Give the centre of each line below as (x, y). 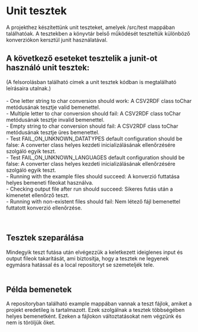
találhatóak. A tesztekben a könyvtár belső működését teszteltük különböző (98, 33)
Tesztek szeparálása (45, 238)
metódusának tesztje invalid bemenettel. (55, 120)
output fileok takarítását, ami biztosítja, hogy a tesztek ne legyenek (87, 258)
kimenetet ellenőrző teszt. (38, 195)
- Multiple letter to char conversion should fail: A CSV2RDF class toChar (94, 113)
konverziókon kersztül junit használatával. (57, 40)
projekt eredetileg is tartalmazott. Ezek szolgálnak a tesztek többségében (95, 310)
